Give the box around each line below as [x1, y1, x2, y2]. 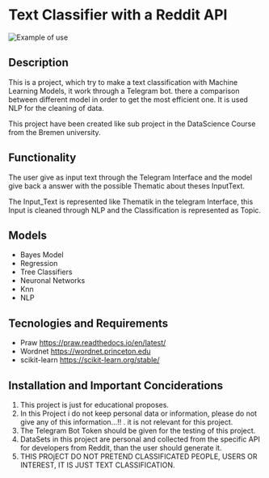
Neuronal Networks [19, 276, 86, 286]
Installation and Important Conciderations [8, 379, 224, 392]
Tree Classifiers [19, 267, 73, 277]
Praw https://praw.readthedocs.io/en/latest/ [19, 338, 166, 348]
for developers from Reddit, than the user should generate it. [19, 443, 222, 452]
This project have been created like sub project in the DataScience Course [8, 119, 256, 129]
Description [8, 56, 69, 70]
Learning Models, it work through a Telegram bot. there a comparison [8, 86, 240, 95]
